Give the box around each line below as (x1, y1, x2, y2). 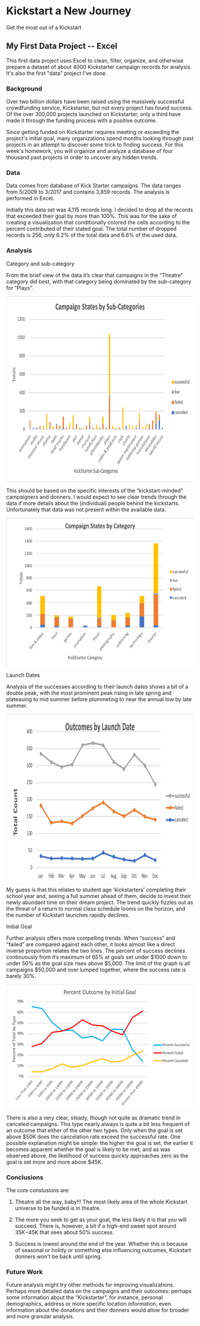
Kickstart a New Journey (6, 4, 132, 18)
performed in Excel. (6, 195, 55, 202)
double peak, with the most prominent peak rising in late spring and (6, 689, 172, 696)
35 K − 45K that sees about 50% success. (14, 1228, 114, 1236)
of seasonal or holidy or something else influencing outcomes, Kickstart (14, 1246, 192, 1253)
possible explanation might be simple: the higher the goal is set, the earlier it (6, 1139, 193, 1146)
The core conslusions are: (6, 1186, 70, 1194)
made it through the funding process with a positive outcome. (6, 117, 158, 124)
